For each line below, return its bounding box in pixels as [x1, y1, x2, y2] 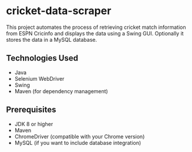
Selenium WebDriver [14, 75, 65, 82]
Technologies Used [6, 53, 78, 63]
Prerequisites [6, 105, 56, 115]
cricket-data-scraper [6, 4, 112, 18]
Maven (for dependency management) [14, 87, 109, 95]
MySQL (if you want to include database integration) [14, 139, 142, 146]
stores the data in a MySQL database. [6, 36, 97, 43]
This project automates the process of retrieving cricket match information [6, 24, 186, 31]
